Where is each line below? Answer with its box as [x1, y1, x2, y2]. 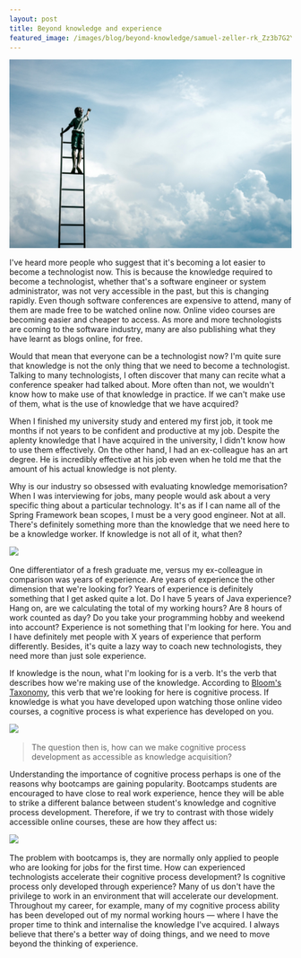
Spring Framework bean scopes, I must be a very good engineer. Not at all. [9, 510, 287, 521]
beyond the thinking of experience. [9, 938, 139, 949]
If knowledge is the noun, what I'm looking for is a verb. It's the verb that [9, 668, 278, 679]
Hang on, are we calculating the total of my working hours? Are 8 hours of [9, 602, 282, 614]
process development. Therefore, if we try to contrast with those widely [9, 807, 274, 818]
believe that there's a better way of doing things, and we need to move [9, 929, 271, 940]
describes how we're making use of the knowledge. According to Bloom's [9, 678, 282, 689]
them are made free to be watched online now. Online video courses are [9, 305, 276, 316]
